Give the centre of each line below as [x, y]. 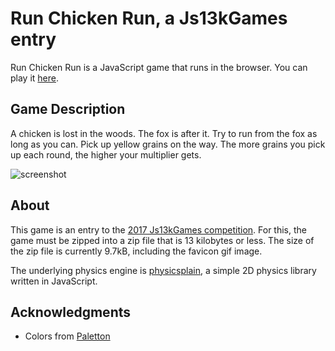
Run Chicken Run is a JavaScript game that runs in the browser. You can [159, 67]
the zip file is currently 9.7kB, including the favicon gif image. [136, 251]
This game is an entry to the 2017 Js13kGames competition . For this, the [158, 229]
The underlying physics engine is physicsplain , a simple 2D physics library [163, 270]
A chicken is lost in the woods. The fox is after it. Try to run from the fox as [164, 133]
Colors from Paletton [67, 336]
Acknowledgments [71, 312]
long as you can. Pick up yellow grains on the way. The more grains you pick [168, 144]
